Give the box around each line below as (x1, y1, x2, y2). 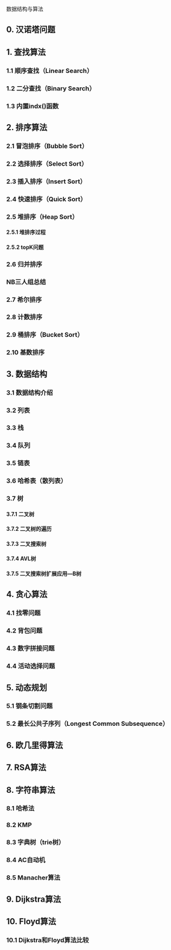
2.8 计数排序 (6, 313, 43, 321)
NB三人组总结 (6, 278, 46, 286)
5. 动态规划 (6, 683, 47, 693)
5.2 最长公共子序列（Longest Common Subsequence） (6, 719, 169, 728)
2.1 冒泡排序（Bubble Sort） (6, 142, 89, 150)
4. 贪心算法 (6, 589, 48, 599)
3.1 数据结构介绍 (6, 388, 53, 396)
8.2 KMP (6, 821, 32, 830)
